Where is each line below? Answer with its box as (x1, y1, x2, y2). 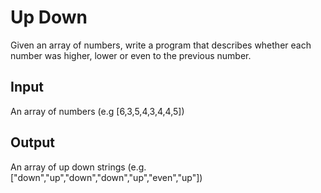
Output (10, 134, 55, 151)
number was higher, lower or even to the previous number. (10, 49, 252, 61)
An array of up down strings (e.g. (10, 161, 147, 173)
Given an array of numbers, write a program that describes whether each (10, 39, 312, 51)
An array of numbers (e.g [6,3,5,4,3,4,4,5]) (10, 105, 185, 117)
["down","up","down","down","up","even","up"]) (10, 171, 203, 183)
